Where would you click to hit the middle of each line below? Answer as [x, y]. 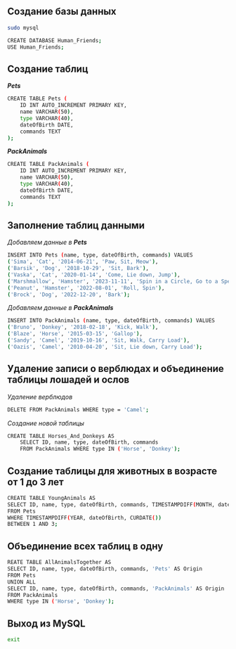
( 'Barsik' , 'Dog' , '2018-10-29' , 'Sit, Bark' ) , [78, 269]
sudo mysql [23, 27]
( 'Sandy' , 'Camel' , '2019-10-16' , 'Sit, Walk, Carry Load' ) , [99, 340]
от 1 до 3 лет [36, 482]
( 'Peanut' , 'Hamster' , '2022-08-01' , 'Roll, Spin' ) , [86, 288]
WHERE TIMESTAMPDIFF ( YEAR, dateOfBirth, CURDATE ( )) [84, 518]
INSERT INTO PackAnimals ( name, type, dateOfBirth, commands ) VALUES [111, 321]
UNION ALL [22, 582]
